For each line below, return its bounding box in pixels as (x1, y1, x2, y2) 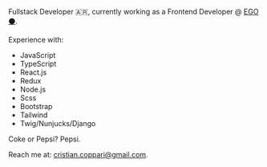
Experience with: (8, 35, 64, 44)
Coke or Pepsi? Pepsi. (8, 134, 81, 144)
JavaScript (19, 51, 56, 59)
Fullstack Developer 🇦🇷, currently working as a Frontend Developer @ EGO (8, 7, 259, 16)
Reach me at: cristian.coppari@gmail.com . (8, 150, 148, 159)
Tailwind (19, 110, 48, 120)
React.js (19, 67, 47, 77)
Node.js (19, 84, 47, 94)
